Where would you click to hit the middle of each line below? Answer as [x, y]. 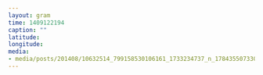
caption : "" [27, 30]
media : [19, 52]
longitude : [26, 45]
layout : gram [29, 15]
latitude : [24, 37]
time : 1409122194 [36, 23]
